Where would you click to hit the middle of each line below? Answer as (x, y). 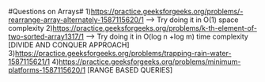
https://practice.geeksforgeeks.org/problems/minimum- (150, 61)
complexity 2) (30, 28)
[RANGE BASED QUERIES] (130, 70)
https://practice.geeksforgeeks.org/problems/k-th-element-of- (155, 28)
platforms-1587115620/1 (47, 70)
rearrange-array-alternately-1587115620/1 (76, 20)
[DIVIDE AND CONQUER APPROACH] (69, 45)
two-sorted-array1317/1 (46, 36)
